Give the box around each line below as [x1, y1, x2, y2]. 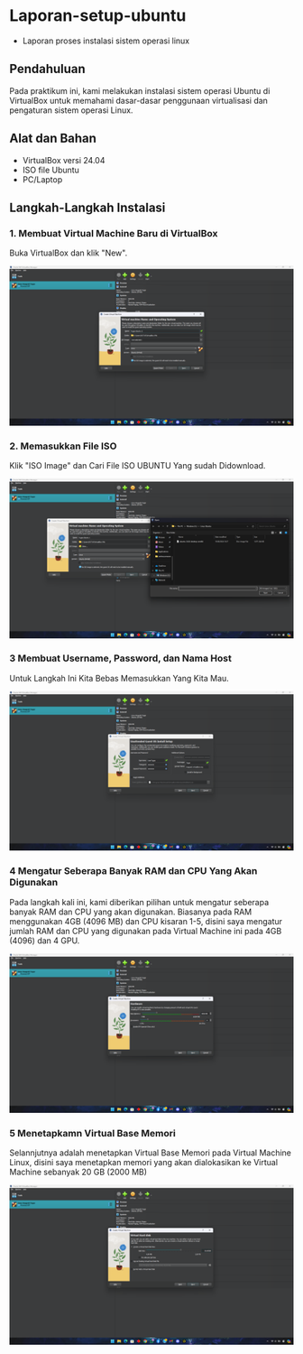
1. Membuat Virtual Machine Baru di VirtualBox [9, 227, 218, 239]
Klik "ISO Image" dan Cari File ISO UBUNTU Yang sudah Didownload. [9, 460, 266, 471]
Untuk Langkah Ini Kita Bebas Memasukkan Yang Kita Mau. [9, 672, 230, 683]
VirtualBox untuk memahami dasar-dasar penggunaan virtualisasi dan [9, 95, 269, 106]
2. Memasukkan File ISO [9, 440, 117, 452]
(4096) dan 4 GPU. [9, 935, 80, 946]
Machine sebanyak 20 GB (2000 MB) [9, 1166, 147, 1178]
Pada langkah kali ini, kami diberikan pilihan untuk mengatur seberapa [9, 896, 270, 907]
